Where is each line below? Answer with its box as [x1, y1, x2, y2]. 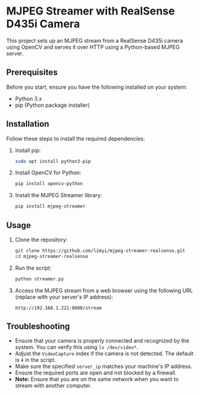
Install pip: [14, 147, 41, 154]
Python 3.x [14, 95, 42, 102]
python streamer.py [14, 276, 64, 282]
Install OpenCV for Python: [14, 169, 81, 176]
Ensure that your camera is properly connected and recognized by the [14, 337, 190, 344]
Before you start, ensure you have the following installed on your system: [6, 83, 188, 90]
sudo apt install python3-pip [14, 158, 92, 164]
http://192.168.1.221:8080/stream [14, 305, 102, 311]
